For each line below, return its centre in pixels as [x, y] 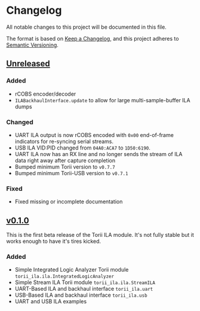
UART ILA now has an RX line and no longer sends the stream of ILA [99, 154]
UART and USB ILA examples [51, 301]
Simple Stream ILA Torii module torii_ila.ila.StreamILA [85, 282]
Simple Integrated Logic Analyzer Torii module [72, 270]
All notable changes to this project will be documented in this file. [87, 27]
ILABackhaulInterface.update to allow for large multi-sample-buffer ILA [102, 100]
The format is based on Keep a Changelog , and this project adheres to [93, 38]
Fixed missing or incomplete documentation [69, 202]
